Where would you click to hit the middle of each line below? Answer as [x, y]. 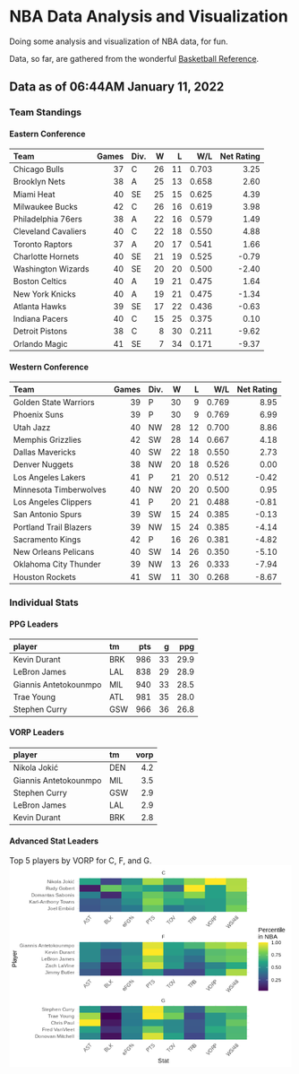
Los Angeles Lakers [49, 477]
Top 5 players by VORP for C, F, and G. [81, 861]
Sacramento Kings [47, 539]
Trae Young [34, 697]
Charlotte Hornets [46, 256]
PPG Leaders [34, 624]
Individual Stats [44, 602]
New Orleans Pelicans [54, 552]
